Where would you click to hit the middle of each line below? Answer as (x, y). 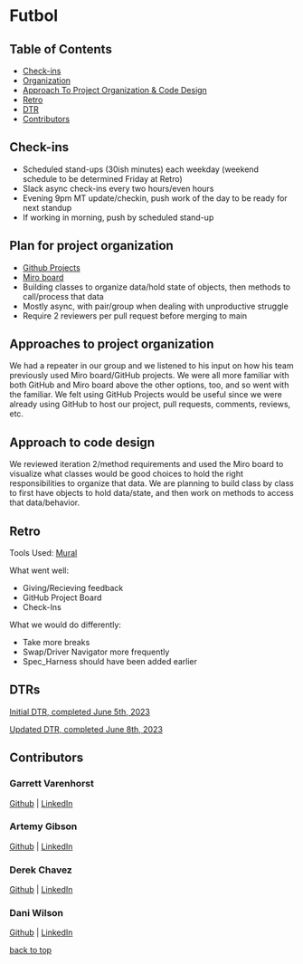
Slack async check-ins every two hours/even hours (118, 188)
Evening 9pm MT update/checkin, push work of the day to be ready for (155, 198)
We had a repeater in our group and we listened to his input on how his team (151, 366)
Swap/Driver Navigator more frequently (96, 652)
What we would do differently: (66, 625)
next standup (47, 207)
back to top (31, 950)
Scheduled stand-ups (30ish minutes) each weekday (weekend (141, 169)
